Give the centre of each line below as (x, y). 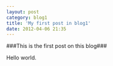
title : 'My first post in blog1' (49, 23)
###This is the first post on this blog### (57, 46)
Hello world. (21, 58)
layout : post (23, 12)
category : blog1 (27, 18)
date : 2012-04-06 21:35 (36, 29)
